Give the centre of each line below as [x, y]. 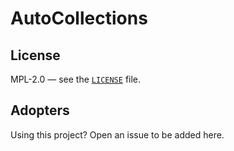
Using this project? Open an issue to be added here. [117, 134]
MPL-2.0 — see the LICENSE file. [76, 79]
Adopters [40, 110]
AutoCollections [79, 18]
